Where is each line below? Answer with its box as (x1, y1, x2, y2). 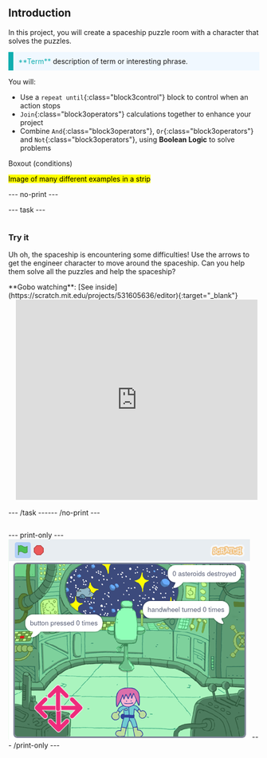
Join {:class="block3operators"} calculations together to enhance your (19, 109, 252, 119)
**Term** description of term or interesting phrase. (18, 56, 189, 66)
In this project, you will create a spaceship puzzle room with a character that (8, 27, 259, 37)
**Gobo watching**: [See (8, 282, 94, 292)
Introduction (8, 6, 72, 20)
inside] (95, 282, 118, 292)
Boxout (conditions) (8, 159, 73, 168)
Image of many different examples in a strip (8, 174, 151, 183)
